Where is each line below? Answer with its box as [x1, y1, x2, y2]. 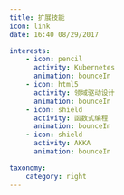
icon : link [9, 22, 51, 31]
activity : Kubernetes [33, 63, 116, 72]
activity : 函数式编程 [33, 114, 109, 123]
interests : [9, 46, 51, 55]
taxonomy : [9, 163, 47, 172]
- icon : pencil [25, 55, 83, 64]
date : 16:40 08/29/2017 [9, 30, 100, 39]
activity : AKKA [33, 139, 91, 148]
